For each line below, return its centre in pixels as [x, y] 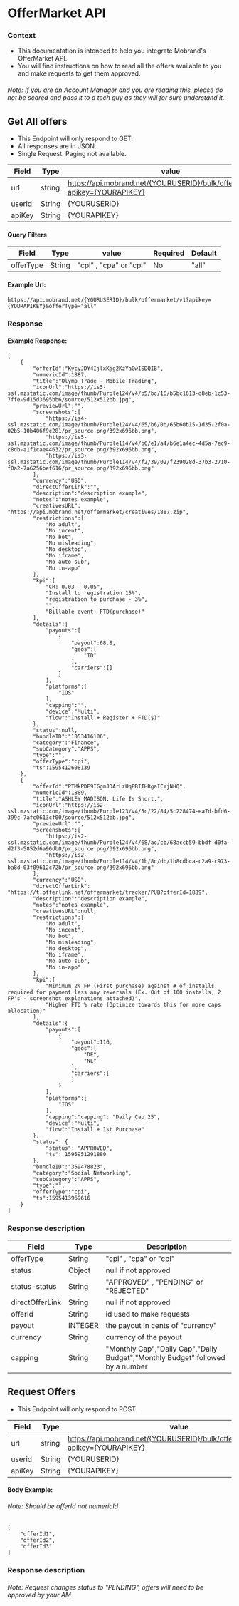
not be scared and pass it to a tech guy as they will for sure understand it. [116, 98]
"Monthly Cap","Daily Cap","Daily [161, 1349]
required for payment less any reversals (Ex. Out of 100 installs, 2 [114, 992]
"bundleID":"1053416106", [71, 736]
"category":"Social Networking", [83, 1173]
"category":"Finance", [67, 743]
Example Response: [37, 341]
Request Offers [42, 1392]
